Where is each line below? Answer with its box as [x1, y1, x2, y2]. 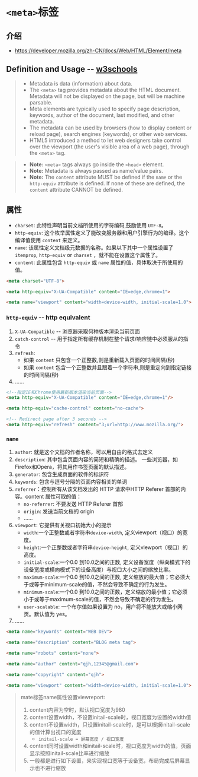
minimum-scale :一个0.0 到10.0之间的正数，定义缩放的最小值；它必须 [23, 588, 188, 595]
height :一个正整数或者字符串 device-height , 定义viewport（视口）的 [23, 544, 188, 551]
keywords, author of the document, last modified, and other [29, 111, 175, 119]
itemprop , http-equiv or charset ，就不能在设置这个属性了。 [14, 251, 161, 258]
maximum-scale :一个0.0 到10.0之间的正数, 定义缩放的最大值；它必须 [23, 573, 186, 581]
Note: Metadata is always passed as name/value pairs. [29, 167, 164, 174]
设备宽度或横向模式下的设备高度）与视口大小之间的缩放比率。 [23, 566, 174, 573]
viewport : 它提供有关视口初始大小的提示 [14, 522, 112, 529]
